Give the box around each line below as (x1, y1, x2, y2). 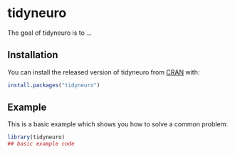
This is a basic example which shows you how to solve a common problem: (7, 120, 228, 128)
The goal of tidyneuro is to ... (7, 28, 93, 37)
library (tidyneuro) (7, 133, 66, 141)
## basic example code (7, 141, 75, 148)
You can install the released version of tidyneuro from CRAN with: (7, 67, 200, 76)
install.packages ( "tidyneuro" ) (7, 82, 100, 89)
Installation (7, 49, 58, 61)
